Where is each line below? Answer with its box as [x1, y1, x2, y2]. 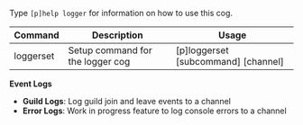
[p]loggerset [175, 44, 229, 57]
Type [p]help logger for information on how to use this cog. [9, 8, 233, 18]
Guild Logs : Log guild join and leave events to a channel [22, 96, 232, 106]
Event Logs [9, 78, 52, 89]
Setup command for [68, 44, 152, 57]
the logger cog [68, 56, 131, 67]
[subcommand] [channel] [175, 56, 284, 67]
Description [91, 29, 143, 41]
